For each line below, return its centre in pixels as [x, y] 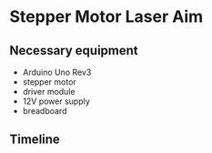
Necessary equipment [74, 51]
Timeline [35, 140]
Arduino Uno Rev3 [57, 72]
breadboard [45, 111]
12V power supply [56, 101]
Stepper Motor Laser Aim [106, 17]
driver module [49, 92]
